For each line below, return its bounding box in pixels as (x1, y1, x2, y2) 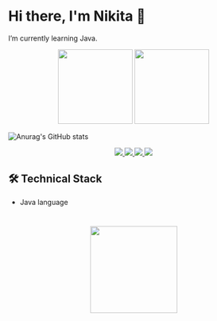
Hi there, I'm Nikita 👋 (8, 7, 146, 25)
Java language (19, 197, 69, 207)
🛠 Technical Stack (8, 172, 103, 186)
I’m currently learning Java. (8, 33, 98, 43)
